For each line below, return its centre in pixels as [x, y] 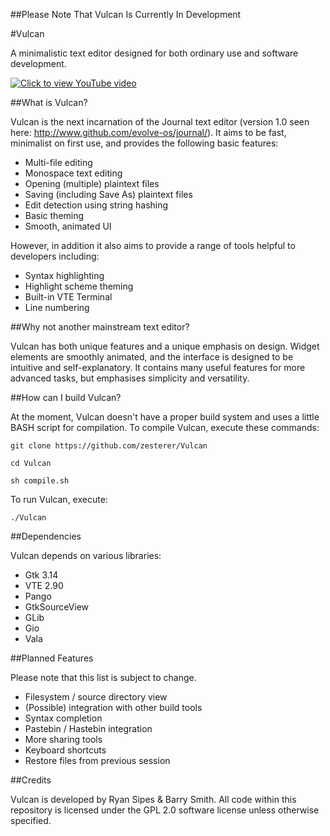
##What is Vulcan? [49, 102]
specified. [31, 820]
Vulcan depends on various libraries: [86, 555]
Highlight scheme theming [79, 286]
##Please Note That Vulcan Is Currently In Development [126, 14]
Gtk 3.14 [41, 575]
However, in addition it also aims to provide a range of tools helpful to [153, 245]
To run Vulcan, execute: [59, 499]
